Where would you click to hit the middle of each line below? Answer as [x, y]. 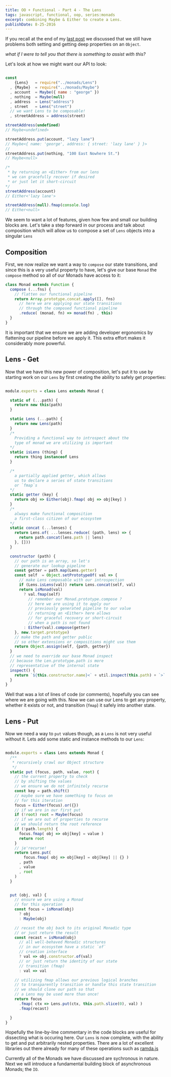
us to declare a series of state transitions [64, 480]
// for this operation [39, 905]
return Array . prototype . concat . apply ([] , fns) [65, 299]
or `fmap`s [26, 485]
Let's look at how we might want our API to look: [56, 64]
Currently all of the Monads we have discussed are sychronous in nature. [82, 1059]
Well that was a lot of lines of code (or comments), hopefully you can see [82, 694]
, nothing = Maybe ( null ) [38, 97]
